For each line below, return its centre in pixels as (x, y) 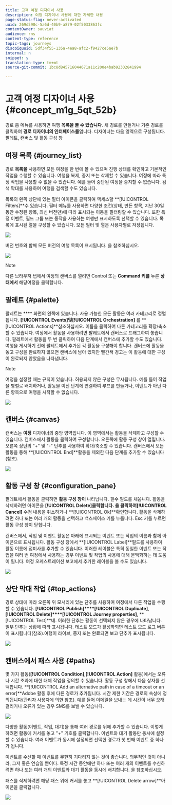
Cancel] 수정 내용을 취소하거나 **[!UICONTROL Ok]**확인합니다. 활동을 (79, 512)
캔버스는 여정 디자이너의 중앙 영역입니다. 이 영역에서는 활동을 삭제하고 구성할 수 (85, 433)
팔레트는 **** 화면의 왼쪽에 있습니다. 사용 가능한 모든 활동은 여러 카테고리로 (81, 313)
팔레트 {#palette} (32, 300)
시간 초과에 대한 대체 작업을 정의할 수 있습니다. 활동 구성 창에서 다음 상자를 (85, 680)
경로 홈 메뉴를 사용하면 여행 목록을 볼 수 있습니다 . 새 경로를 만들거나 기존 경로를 (84, 125)
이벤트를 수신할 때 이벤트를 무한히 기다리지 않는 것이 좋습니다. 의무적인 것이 (81, 757)
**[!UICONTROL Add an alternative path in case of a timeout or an (94, 687)
